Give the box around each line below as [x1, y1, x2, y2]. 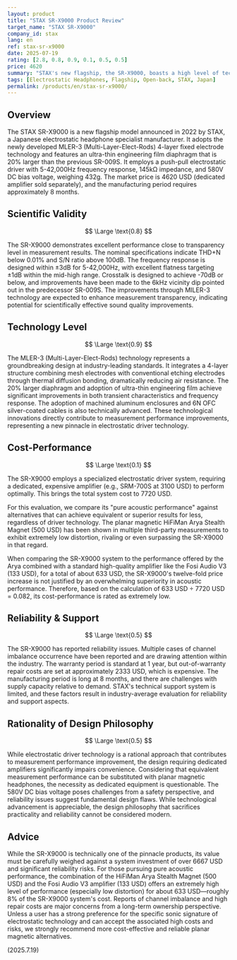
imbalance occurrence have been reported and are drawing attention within [7, 652, 227, 661]
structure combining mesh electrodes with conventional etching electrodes [7, 368, 226, 377]
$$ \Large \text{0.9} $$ [84, 340, 153, 349]
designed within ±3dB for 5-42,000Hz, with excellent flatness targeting [7, 263, 214, 271]
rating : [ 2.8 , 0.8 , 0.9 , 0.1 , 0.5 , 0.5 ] [7, 57, 128, 64]
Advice [7, 831, 39, 843]
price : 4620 [7, 63, 42, 70]
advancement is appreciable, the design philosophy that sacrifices [7, 803, 201, 812]
